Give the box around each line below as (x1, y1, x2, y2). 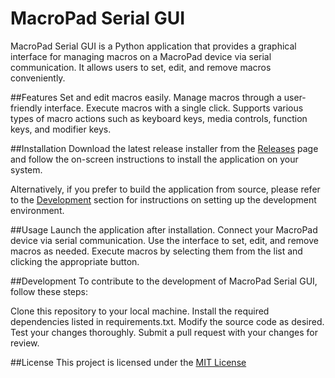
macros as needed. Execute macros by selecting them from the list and (10, 245, 303, 257)
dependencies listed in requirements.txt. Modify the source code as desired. (10, 315, 325, 327)
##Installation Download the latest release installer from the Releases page (10, 142, 319, 154)
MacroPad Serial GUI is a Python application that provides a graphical (10, 40, 297, 52)
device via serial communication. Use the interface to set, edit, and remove (10, 234, 319, 246)
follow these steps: (10, 285, 88, 297)
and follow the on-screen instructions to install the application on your (10, 153, 299, 165)
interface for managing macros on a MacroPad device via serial (10, 50, 272, 62)
